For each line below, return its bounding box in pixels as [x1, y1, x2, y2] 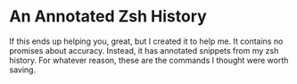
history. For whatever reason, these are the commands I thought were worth [9, 55, 289, 65]
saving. [9, 64, 37, 75]
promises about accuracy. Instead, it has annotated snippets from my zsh [9, 45, 279, 55]
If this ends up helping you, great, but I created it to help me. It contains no [9, 36, 284, 46]
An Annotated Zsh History [9, 6, 207, 27]
